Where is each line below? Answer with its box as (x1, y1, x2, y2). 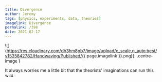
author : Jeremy (5, 12, 36, 16)
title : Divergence (5, 7, 42, 12)
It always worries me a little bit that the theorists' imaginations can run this (5, 68, 154, 73)
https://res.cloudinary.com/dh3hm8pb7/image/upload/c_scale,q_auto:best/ (6, 48, 157, 54)
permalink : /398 (5, 25, 38, 30)
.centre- (137, 53, 153, 58)
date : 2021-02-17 (5, 29, 40, 34)
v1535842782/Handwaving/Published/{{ (5, 53, 86, 58)
